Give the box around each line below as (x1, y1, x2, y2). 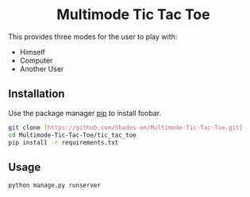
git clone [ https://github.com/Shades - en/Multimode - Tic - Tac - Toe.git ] (8, 123, 244, 132)
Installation (8, 87, 65, 101)
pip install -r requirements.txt (8, 138, 119, 146)
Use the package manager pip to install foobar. (8, 108, 161, 118)
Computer (19, 56, 53, 65)
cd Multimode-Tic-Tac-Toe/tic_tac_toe (8, 131, 137, 139)
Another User (19, 64, 64, 73)
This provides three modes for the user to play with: (8, 32, 178, 41)
